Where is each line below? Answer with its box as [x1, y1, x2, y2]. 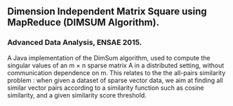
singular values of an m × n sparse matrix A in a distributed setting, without [7, 61, 225, 69]
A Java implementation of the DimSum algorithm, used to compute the [7, 53, 211, 62]
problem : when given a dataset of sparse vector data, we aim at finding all [7, 76, 223, 84]
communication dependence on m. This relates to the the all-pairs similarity [7, 68, 226, 77]
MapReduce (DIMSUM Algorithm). [7, 17, 160, 29]
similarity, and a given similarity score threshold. [7, 91, 147, 99]
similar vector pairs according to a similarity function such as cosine [7, 84, 204, 92]
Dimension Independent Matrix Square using [7, 6, 207, 18]
